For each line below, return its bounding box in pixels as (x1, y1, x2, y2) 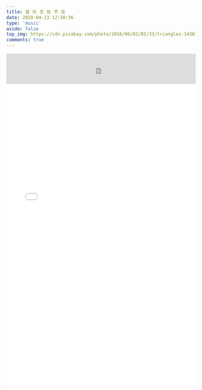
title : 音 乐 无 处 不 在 (6, 8, 66, 15)
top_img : (6, 31, 28, 37)
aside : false (6, 25, 39, 32)
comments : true (6, 37, 44, 43)
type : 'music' (6, 20, 42, 26)
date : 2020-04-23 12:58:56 (6, 14, 74, 20)
